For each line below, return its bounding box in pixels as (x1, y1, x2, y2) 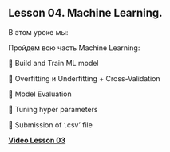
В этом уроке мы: (8, 27, 69, 37)
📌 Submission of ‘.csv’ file (8, 119, 93, 130)
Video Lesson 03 (8, 135, 66, 145)
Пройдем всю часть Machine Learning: (8, 43, 140, 53)
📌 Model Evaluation (8, 89, 72, 99)
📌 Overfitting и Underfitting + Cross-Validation (8, 73, 161, 83)
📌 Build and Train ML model (8, 58, 99, 68)
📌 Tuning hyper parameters (8, 104, 98, 114)
